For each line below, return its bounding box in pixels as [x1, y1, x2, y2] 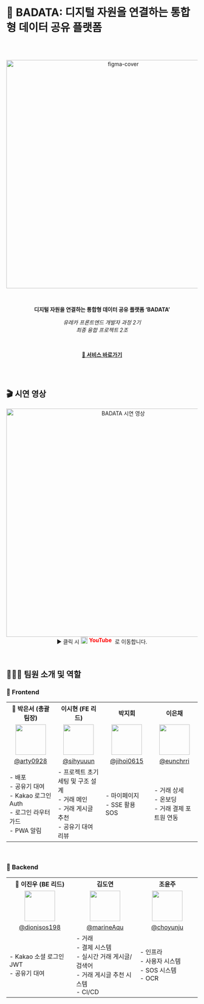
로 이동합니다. [114, 637, 148, 645]
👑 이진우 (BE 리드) [15, 880, 65, 888]
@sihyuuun [63, 757, 95, 765]
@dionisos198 [19, 923, 61, 932]
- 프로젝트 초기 [57, 768, 99, 776]
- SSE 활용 [105, 801, 135, 809]
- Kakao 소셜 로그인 [9, 952, 64, 961]
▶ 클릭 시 [56, 637, 80, 645]
